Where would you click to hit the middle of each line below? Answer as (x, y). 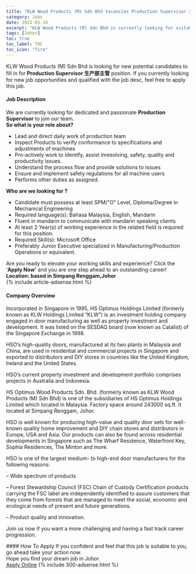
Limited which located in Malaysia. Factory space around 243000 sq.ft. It (94, 405)
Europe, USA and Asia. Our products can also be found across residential (94, 435)
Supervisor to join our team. (40, 118)
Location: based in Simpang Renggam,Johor (61, 276)
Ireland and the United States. (42, 363)
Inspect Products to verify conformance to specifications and (88, 142)
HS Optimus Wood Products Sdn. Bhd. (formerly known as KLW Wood (90, 392)
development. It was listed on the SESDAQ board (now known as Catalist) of (97, 327)
